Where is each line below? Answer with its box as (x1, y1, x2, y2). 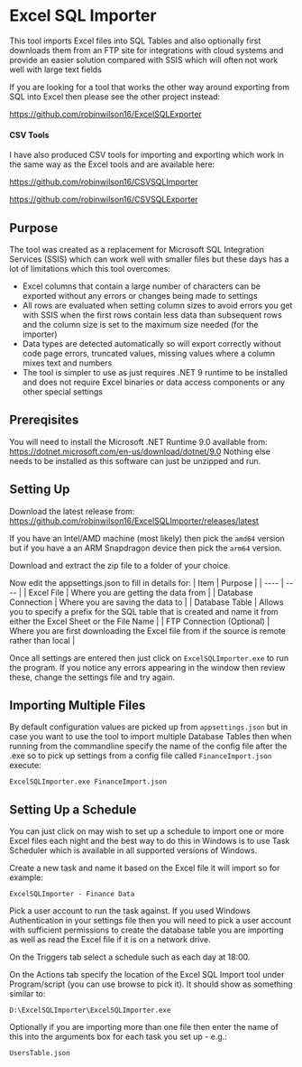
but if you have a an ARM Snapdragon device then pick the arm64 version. (9, 543, 282, 553)
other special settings (22, 385, 104, 397)
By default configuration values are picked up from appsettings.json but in (9, 721, 288, 732)
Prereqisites (9, 413, 79, 428)
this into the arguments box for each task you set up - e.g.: (9, 1031, 227, 1043)
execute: (9, 760, 42, 771)
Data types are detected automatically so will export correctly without (22, 338, 281, 348)
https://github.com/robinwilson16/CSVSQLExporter (9, 194, 198, 205)
